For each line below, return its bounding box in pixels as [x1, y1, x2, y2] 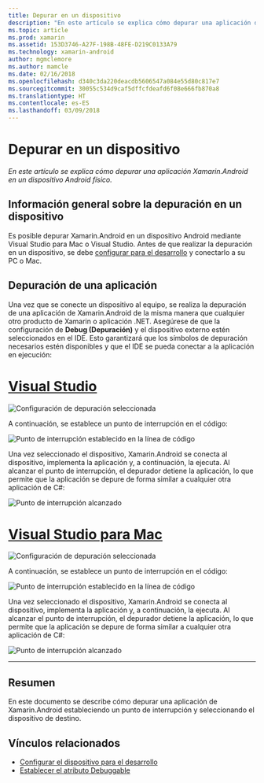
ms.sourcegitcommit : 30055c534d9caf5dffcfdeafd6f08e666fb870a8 [8, 84, 220, 93]
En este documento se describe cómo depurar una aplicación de [8, 697, 218, 707]
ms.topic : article [8, 26, 68, 34]
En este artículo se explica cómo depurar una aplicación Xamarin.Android [8, 166, 248, 175]
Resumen [8, 676, 56, 689]
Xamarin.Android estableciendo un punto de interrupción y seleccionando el [8, 705, 255, 715]
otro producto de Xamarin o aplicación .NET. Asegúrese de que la [8, 316, 221, 326]
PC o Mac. [8, 256, 42, 265]
